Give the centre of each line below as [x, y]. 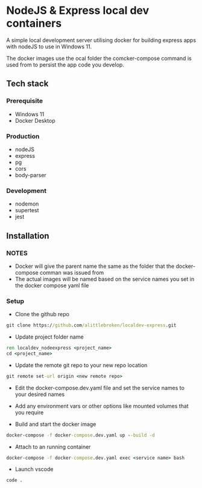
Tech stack [27, 84]
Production [23, 136]
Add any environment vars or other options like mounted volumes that [102, 406]
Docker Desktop [35, 120]
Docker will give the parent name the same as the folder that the [95, 266]
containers [34, 23]
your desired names [40, 394]
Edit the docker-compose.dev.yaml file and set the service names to [100, 388]
